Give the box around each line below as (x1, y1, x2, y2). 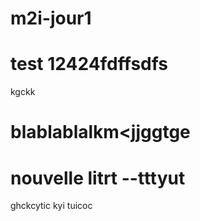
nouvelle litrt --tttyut (10, 167, 186, 189)
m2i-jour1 (10, 7, 92, 30)
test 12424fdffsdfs (10, 53, 169, 76)
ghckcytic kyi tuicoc (10, 200, 93, 212)
